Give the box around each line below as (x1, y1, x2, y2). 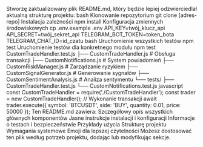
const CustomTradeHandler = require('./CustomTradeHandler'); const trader (6, 89, 196, 96)
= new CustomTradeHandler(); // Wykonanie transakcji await (6, 95, 158, 102)
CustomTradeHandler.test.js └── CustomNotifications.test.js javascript (6, 82, 184, 90)
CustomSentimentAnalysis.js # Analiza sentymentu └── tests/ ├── (6, 76, 175, 83)
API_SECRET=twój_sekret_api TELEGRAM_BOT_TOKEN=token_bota (6, 31, 175, 38)
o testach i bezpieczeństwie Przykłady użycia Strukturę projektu (6, 121, 167, 128)
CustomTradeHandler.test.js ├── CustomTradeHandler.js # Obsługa (6, 50, 176, 57)
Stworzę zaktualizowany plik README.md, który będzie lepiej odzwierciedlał (6, 5, 197, 12)
